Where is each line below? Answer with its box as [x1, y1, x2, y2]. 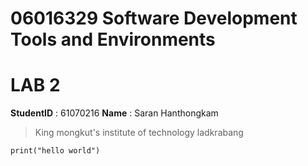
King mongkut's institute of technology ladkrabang [34, 127, 244, 139]
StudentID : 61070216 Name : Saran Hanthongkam [10, 107, 219, 119]
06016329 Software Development [10, 7, 298, 30]
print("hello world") [10, 146, 101, 156]
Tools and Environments [10, 28, 216, 51]
